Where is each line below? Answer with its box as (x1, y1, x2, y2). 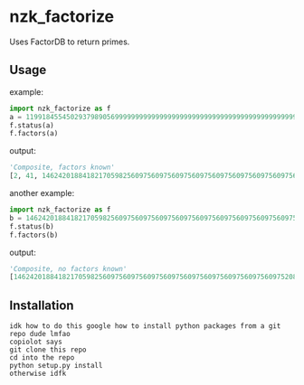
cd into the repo (9, 353, 75, 362)
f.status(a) (9, 120, 54, 130)
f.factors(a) (9, 129, 59, 138)
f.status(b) (9, 221, 54, 231)
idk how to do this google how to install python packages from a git (9, 322, 281, 331)
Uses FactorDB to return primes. (9, 36, 130, 47)
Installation (9, 297, 74, 313)
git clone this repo (9, 345, 88, 354)
